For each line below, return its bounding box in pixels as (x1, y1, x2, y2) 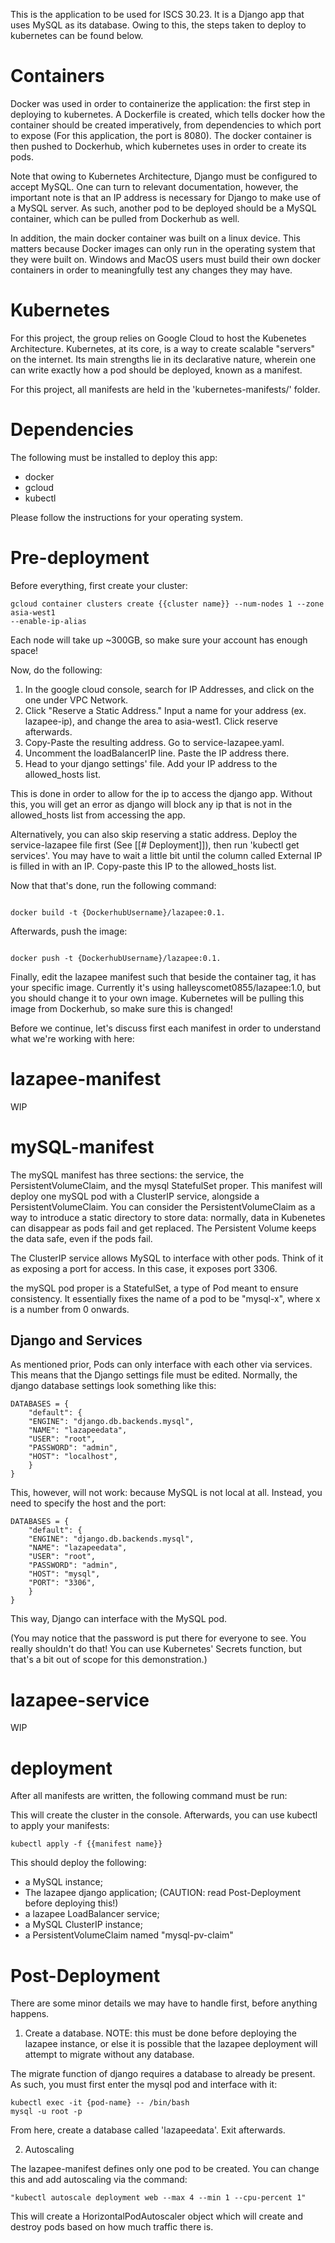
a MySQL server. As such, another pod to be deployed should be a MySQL (10, 202, 317, 214)
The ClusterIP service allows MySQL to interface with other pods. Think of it (10, 1252, 324, 1264)
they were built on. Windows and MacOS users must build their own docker (10, 253, 321, 265)
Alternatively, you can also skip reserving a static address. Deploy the (10, 828, 298, 840)
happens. (10, 2008, 50, 2020)
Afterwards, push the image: (10, 925, 128, 937)
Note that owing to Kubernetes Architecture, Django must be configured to (10, 170, 318, 182)
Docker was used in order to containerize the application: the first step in (10, 97, 311, 109)
